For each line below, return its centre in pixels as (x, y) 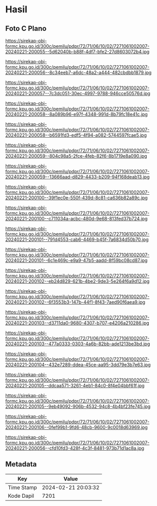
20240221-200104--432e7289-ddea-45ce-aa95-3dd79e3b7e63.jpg (78, 365)
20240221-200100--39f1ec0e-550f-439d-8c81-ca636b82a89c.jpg (76, 198)
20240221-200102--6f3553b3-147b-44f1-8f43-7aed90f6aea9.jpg (75, 302)
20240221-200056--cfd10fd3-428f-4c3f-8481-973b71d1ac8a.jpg (75, 448)
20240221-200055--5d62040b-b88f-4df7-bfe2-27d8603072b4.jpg (77, 52)
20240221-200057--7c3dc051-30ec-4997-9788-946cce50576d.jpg (78, 93)
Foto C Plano (26, 29)
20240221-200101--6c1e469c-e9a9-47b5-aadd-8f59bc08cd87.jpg (76, 260)
